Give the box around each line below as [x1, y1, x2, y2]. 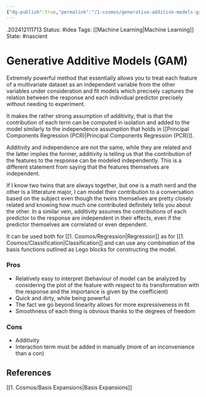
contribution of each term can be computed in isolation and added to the [6, 118, 190, 126]
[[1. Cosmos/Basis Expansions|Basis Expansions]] [6, 384, 132, 391]
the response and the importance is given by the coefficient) [15, 288, 169, 295]
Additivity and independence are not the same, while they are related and [6, 144, 192, 151]
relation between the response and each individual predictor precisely [6, 93, 183, 101]
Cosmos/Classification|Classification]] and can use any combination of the [6, 239, 195, 246]
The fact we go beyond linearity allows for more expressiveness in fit [15, 301, 190, 308]
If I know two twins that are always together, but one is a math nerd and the [6, 182, 197, 189]
